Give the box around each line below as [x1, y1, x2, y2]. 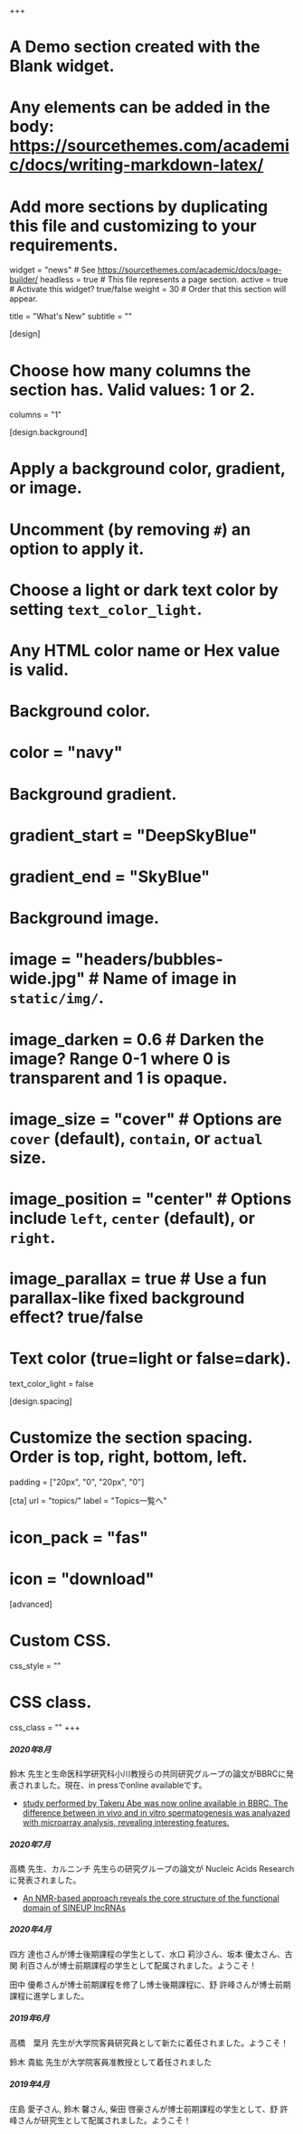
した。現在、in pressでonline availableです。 [40, 1779, 207, 1790]
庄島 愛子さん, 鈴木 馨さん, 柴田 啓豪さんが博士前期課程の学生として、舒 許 [9, 2103, 289, 2114]
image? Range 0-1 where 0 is [9, 1048, 231, 1068]
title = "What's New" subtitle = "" [9, 311, 133, 322]
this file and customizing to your [9, 215, 257, 236]
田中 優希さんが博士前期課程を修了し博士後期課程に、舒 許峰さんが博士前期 [9, 1978, 291, 1990]
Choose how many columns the [9, 360, 251, 381]
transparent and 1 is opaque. [9, 1067, 228, 1088]
